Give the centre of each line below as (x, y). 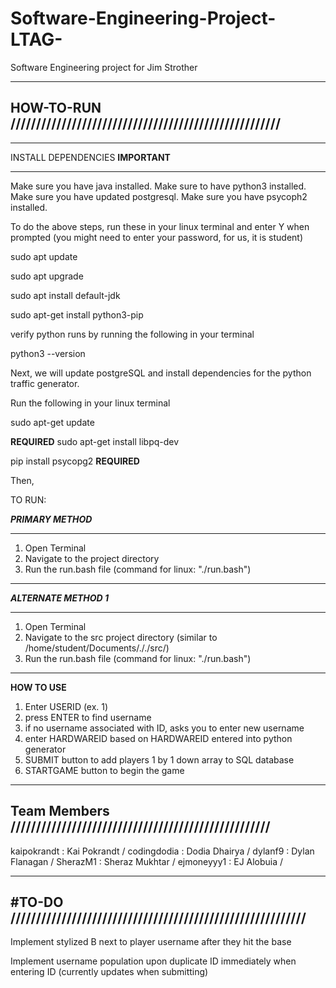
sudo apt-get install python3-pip (77, 314)
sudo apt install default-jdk (65, 295)
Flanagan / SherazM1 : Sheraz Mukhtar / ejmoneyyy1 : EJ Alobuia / (147, 861)
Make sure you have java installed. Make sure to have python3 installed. (158, 186)
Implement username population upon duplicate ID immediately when (153, 961)
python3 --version (48, 353)
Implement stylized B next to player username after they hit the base (151, 942)
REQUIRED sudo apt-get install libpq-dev (95, 441)
